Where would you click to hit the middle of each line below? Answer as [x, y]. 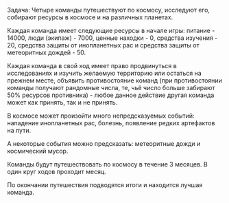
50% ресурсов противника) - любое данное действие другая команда [111, 95]
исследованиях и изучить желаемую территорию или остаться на [105, 73]
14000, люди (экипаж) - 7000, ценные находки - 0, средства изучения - [112, 38]
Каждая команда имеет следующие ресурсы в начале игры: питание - [111, 31]
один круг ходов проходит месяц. [57, 172]
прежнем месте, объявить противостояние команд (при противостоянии [115, 81]
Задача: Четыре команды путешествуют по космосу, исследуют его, [109, 10]
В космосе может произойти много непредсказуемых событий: [101, 116]
